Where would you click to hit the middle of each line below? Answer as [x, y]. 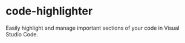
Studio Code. [22, 34]
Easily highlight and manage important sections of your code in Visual [92, 28]
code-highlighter [49, 11]
